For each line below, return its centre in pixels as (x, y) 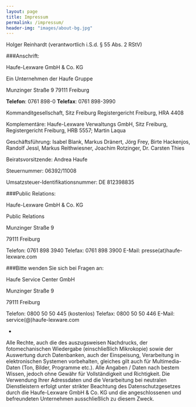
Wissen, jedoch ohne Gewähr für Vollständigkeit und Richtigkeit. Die (88, 374)
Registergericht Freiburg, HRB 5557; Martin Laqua (66, 130)
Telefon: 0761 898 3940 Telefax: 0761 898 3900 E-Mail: (73, 251)
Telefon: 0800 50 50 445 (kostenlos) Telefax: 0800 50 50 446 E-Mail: (90, 314)
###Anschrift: (23, 56)
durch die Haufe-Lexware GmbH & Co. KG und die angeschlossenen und (94, 393)
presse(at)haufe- (162, 251)
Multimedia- (166, 361)
